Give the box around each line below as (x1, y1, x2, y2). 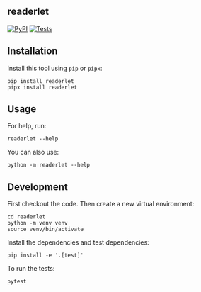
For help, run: (7, 122, 47, 130)
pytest (7, 278, 27, 286)
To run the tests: (7, 264, 55, 273)
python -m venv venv (7, 220, 69, 227)
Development (7, 181, 69, 193)
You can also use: (7, 148, 59, 157)
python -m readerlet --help (7, 162, 91, 169)
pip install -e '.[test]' (7, 252, 84, 259)
